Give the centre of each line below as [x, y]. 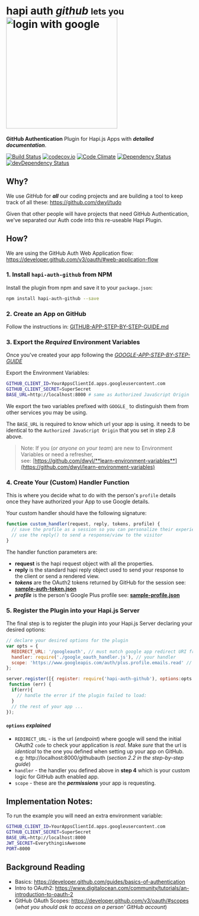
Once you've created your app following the [60, 355]
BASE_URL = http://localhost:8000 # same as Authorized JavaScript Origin [98, 395]
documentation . [26, 145]
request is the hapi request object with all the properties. [84, 563]
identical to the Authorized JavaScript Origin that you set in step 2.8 [91, 430]
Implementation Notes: [49, 802]
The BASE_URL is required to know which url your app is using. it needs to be [98, 424]
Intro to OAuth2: [34, 888]
